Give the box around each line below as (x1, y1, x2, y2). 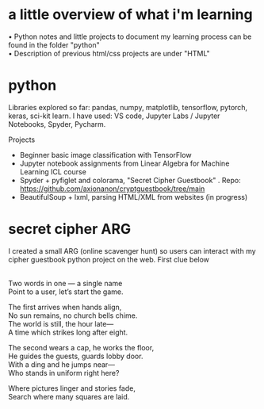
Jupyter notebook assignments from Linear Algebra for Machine (19, 159, 230, 168)
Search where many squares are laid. (8, 392, 130, 401)
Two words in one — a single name (8, 278, 123, 288)
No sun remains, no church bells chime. (8, 311, 138, 320)
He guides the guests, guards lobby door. (8, 351, 143, 361)
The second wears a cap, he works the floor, (8, 342, 155, 352)
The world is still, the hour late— (8, 319, 114, 328)
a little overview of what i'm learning (8, 6, 253, 24)
